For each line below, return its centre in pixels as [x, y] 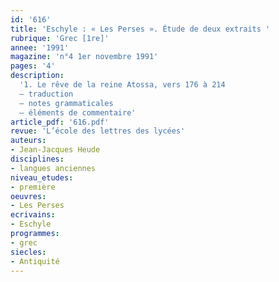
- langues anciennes [53, 168]
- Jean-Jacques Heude [55, 150]
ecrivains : [33, 215]
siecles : [28, 252]
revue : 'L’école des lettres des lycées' [98, 131]
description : [37, 76]
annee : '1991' [40, 47]
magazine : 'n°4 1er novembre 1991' [84, 57]
